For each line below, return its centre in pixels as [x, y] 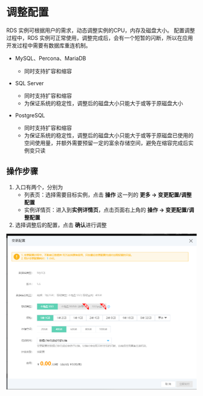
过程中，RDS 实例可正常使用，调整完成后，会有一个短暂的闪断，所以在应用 [100, 37]
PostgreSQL [30, 115]
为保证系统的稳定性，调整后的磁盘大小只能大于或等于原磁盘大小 [103, 103]
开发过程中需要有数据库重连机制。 [49, 45]
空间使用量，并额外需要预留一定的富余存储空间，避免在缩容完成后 [106, 143]
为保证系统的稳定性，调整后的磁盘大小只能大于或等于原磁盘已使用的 [109, 135]
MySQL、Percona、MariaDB [50, 58]
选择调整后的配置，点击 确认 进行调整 [61, 225]
